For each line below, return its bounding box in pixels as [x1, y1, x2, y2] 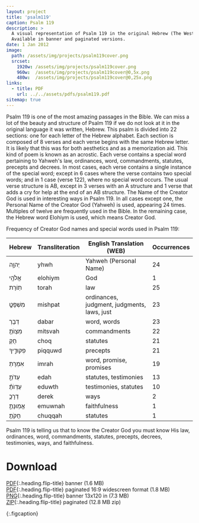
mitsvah [37, 327, 60, 335]
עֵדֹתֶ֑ [9, 373, 20, 381]
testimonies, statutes [85, 383, 143, 391]
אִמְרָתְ [9, 360, 25, 368]
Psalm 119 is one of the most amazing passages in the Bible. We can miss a [6, 113, 190, 120]
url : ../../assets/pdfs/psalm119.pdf [17, 91, 110, 97]
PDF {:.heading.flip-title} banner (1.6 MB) [6, 479, 104, 486]
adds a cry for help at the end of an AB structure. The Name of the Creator [6, 188, 188, 195]
